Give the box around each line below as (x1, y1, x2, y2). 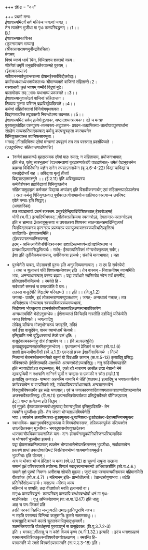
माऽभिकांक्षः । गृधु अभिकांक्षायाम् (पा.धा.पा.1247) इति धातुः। (12, 496, 102, 502)
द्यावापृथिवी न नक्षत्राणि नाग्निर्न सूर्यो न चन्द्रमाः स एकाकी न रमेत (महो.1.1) (12, 371, 120, 377)
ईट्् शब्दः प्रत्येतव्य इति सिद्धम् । (12, 398, 61, 404)
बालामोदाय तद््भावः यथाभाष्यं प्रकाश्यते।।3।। (5, 90, 78, 95)
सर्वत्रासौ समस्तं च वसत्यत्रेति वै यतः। (12, 283, 67, 289)
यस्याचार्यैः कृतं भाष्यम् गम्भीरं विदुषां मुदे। (5, 84, 64, 90)
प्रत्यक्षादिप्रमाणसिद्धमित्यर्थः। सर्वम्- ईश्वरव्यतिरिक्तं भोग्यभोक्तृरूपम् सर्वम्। (12, 247, 120, 252)
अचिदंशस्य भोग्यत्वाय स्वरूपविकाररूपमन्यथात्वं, (12, 300, 82, 306)
